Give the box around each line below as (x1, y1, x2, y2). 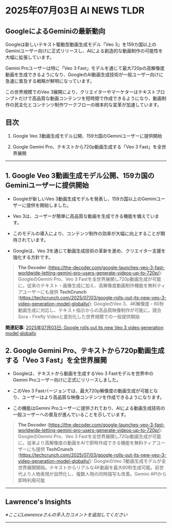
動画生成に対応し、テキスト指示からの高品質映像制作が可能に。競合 (17, 307, 162, 313)
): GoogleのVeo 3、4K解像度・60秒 (89, 300, 164, 307)
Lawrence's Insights (5, 497, 72, 506)
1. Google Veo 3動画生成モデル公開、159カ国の (5, 172, 155, 180)
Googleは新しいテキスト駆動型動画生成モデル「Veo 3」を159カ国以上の (5, 42, 157, 47)
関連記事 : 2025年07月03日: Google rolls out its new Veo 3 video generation (5, 324, 164, 330)
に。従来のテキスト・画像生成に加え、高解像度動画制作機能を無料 (17, 282, 157, 288)
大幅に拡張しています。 (5, 54, 55, 60)
